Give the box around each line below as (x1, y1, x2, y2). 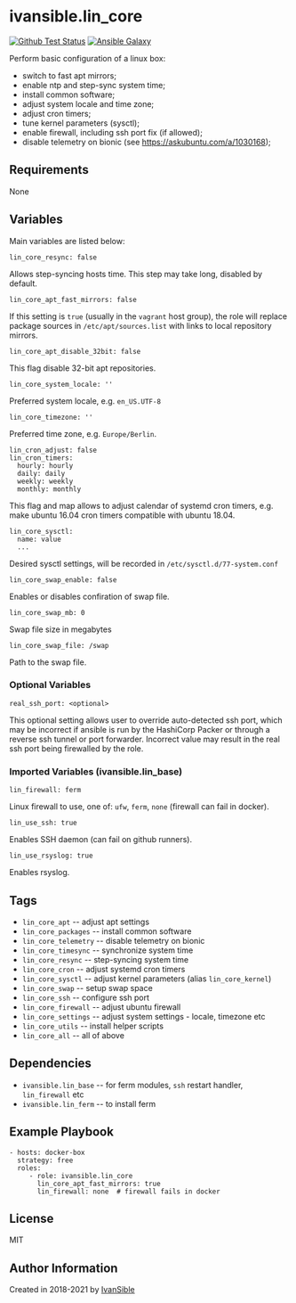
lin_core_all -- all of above (21, 1029, 124, 1040)
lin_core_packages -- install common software (21, 925, 192, 937)
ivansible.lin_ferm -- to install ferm (21, 1098, 156, 1109)
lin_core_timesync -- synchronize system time (21, 945, 194, 955)
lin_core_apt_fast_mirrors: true (36, 1179, 162, 1188)
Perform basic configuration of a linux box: (9, 53, 166, 63)
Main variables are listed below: (9, 235, 125, 246)
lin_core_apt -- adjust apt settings (21, 916, 149, 927)
